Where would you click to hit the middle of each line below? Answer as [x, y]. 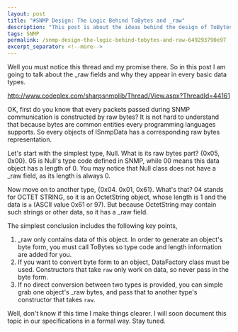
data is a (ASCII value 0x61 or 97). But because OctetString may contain [112, 205]
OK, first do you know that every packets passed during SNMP [99, 109]
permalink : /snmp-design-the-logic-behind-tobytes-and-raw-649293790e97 [117, 40]
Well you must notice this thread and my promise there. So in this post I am [117, 67]
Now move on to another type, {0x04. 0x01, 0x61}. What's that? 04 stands [115, 189]
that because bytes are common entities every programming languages [112, 124]
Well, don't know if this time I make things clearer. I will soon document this [117, 313]
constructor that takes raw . [56, 299]
